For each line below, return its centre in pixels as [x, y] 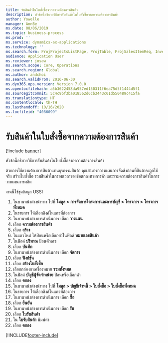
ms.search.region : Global [32, 70]
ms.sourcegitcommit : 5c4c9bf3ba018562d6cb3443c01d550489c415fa [73, 93]
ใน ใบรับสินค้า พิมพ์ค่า [31, 320]
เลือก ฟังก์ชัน [23, 258]
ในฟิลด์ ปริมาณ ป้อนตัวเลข [35, 241]
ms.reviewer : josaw [26, 61]
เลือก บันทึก [23, 246]
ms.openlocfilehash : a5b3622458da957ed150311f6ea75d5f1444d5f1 [73, 89]
